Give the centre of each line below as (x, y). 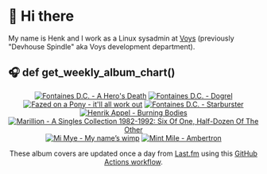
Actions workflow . (133, 161)
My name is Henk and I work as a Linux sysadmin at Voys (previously (121, 38)
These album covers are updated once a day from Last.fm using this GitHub (133, 153)
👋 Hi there (41, 16)
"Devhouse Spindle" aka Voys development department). (102, 46)
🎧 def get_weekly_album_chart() (92, 73)
